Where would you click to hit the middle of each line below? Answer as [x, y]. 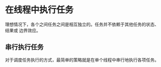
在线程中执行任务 [40, 10]
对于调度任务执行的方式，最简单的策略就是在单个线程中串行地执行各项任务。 [82, 60]
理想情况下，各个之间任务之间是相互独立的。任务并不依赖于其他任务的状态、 [82, 24]
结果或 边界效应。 [23, 30]
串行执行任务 [24, 47]
